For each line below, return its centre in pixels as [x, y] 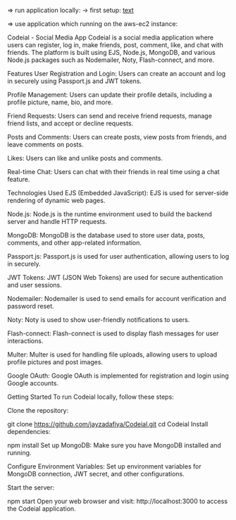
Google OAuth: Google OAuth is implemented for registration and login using [118, 376]
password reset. [31, 306]
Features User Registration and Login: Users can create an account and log [117, 74]
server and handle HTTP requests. [57, 222]
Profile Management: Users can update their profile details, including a [110, 95]
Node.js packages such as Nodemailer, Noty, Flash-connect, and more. [111, 60]
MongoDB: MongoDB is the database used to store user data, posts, [106, 235]
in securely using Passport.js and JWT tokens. [75, 81]
